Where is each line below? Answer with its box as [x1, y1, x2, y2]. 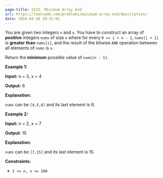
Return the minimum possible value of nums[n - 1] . [5, 55, 109, 60]
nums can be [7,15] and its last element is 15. [5, 149, 95, 155]
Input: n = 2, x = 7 [5, 120, 41, 127]
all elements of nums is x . [5, 45, 54, 51]
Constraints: [5, 158, 31, 164]
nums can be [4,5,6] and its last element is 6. [5, 102, 95, 108]
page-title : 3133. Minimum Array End [5, 7, 82, 12]
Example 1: [5, 64, 28, 70]
